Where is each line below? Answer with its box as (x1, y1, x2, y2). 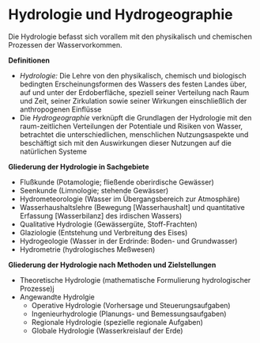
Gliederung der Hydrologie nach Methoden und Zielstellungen (8, 260, 217, 269)
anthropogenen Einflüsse (19, 105, 102, 114)
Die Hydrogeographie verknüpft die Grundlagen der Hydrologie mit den (19, 112, 252, 122)
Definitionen (8, 55, 50, 65)
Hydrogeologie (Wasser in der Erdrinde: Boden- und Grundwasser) (19, 236, 238, 246)
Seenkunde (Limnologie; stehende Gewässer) (19, 185, 169, 195)
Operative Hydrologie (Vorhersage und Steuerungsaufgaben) (31, 300, 231, 310)
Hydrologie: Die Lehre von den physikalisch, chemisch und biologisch (19, 71, 247, 80)
